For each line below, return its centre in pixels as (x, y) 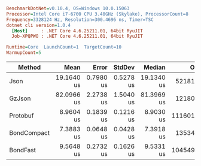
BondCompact (29, 133)
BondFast (23, 150)
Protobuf (22, 116)
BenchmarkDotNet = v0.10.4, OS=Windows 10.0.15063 (68, 8)
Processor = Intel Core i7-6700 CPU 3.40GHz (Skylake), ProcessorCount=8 (97, 14)
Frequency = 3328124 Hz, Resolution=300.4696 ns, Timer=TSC (80, 19)
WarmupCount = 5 (24, 53)
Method (29, 67)
